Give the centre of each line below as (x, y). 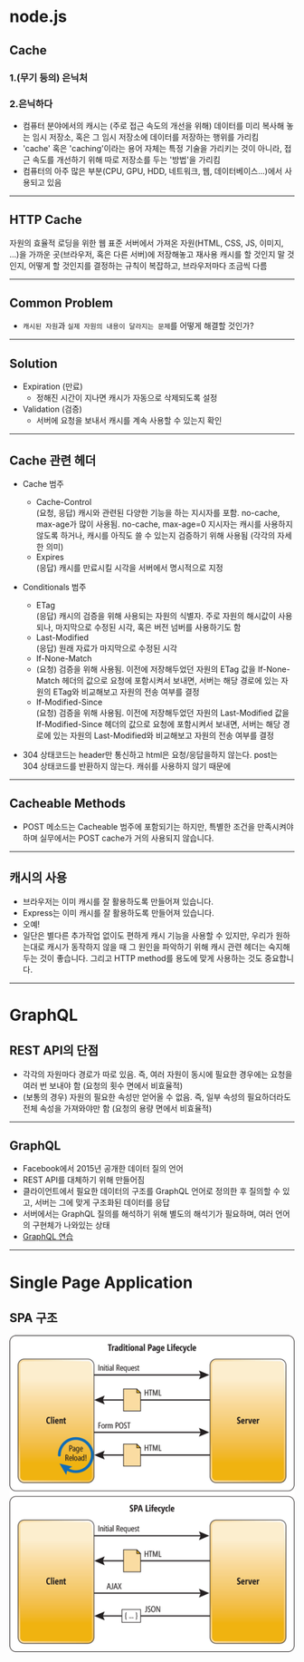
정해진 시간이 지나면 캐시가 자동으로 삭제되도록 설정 (127, 398)
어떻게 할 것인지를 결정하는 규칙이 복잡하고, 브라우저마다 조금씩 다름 (148, 266)
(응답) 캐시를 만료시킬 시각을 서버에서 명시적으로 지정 (129, 568)
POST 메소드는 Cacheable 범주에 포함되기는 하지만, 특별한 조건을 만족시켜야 (158, 826)
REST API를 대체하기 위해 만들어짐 (83, 1180)
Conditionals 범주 (54, 588)
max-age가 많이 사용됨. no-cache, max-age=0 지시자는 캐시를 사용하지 (164, 524)
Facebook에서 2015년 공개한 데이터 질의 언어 (103, 1169)
